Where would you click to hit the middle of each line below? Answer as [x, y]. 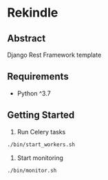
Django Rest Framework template [54, 55]
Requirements [38, 76]
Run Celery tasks [41, 132]
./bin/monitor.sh [32, 170]
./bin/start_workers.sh [41, 144]
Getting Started [41, 115]
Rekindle [33, 13]
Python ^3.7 [34, 93]
